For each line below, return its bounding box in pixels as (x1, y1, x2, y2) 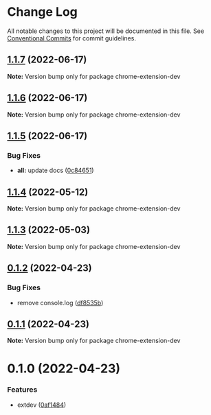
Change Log (7, 4, 78, 20)
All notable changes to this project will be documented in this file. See (7, 27, 205, 35)
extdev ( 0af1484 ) (16, 401, 67, 409)
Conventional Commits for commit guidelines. (7, 34, 136, 42)
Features (7, 385, 38, 394)
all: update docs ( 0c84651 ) (16, 166, 94, 175)
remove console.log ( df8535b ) (16, 298, 104, 307)
